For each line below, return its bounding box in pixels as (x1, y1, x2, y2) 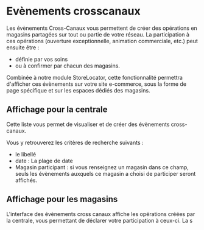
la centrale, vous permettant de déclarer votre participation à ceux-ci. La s (6, 217, 193, 224)
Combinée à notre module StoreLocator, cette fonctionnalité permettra (6, 74, 183, 81)
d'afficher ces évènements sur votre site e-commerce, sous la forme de (6, 80, 187, 88)
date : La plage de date (15, 157, 73, 164)
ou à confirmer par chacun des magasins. (15, 62, 121, 69)
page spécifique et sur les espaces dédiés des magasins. (6, 86, 150, 94)
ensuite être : (6, 44, 40, 51)
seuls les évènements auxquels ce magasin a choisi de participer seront (15, 170, 196, 177)
